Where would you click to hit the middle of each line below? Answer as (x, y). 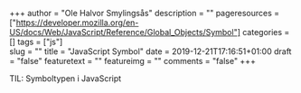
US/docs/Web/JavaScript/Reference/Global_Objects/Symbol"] (125, 32)
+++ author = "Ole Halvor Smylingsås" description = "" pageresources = (145, 13)
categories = (266, 32)
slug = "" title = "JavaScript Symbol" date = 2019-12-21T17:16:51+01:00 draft (150, 51)
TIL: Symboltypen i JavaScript (66, 79)
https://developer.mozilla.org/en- (77, 23)
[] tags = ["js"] (36, 42)
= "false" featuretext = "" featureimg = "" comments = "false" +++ (132, 61)
